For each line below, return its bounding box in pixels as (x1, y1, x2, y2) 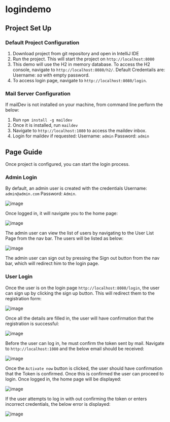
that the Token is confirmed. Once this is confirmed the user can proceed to (5, 370, 164, 376)
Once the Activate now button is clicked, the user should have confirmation (5, 365, 163, 371)
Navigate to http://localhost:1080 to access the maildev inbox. (12, 128, 147, 134)
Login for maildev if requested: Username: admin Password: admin (12, 133, 150, 139)
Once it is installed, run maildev (12, 122, 78, 128)
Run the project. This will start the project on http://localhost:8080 (12, 56, 155, 62)
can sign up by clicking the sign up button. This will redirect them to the (5, 290, 155, 296)
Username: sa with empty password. (12, 72, 90, 78)
